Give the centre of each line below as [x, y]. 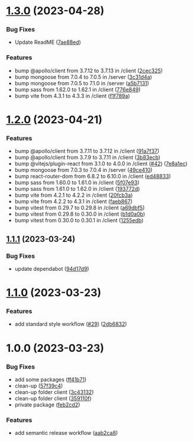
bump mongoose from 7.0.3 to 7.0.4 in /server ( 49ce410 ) [83, 170]
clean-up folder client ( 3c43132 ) [54, 392]
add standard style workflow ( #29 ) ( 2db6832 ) [71, 324]
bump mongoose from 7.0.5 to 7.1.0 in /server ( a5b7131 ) [82, 83]
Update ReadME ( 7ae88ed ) [48, 42]
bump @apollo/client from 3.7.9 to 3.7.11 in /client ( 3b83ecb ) [88, 158]
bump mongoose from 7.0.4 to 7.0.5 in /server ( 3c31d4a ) [83, 77]
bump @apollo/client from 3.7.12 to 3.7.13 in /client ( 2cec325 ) [89, 71]
